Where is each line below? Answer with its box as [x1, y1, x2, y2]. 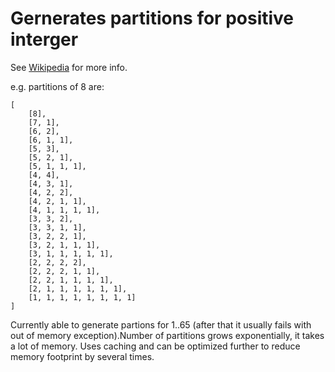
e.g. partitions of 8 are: [10, 80, 105, 92]
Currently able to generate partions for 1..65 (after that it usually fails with [10, 318, 312, 331]
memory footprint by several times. [10, 350, 155, 362]
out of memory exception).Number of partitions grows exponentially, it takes [10, 329, 325, 341]
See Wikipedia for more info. [10, 61, 128, 73]
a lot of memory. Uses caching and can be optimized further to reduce [10, 340, 301, 352]
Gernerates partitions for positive [10, 7, 295, 30]
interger [10, 28, 79, 51]
